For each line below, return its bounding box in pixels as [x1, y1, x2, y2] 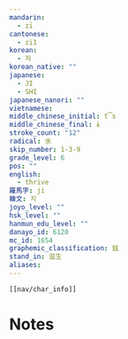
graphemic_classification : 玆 [9, 244, 119, 253]
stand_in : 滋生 [9, 252, 63, 262]
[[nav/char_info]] [9, 285, 77, 294]
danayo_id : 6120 [9, 227, 69, 236]
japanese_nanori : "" [9, 95, 86, 105]
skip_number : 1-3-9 [9, 145, 81, 154]
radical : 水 [9, 137, 52, 146]
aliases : [9, 261, 41, 270]
